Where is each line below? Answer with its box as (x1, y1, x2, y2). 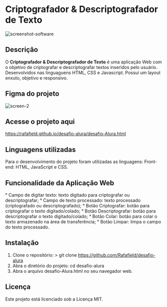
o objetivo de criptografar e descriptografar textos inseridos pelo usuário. (5, 64, 157, 70)
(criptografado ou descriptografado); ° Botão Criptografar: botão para (5, 203, 150, 208)
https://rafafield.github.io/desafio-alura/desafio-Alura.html (5, 131, 126, 137)
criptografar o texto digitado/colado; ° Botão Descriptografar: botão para (5, 208, 156, 214)
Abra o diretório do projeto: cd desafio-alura (12, 263, 105, 269)
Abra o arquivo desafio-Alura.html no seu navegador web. (12, 268, 133, 274)
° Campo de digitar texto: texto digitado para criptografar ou (5, 192, 130, 198)
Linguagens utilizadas (5, 145, 76, 154)
